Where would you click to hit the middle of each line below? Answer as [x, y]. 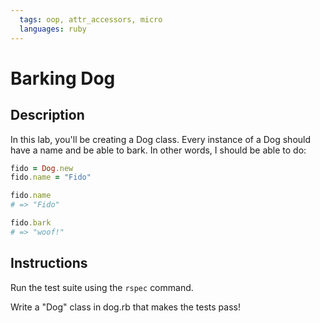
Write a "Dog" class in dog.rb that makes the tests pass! [125, 307]
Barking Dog [63, 78]
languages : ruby [53, 29]
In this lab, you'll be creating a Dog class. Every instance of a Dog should [161, 139]
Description [47, 115]
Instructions [49, 263]
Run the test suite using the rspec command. [102, 287]
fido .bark [31, 223]
